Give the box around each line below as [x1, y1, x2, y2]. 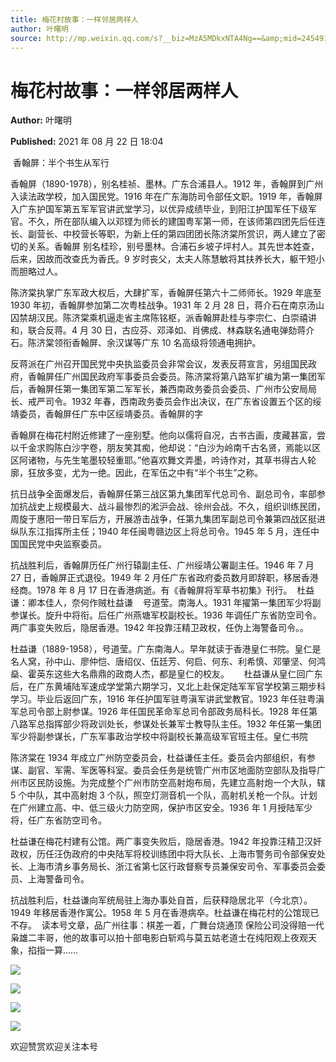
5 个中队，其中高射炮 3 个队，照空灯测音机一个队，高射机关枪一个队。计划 [10, 789, 318, 801]
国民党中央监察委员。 [18, 538, 107, 550]
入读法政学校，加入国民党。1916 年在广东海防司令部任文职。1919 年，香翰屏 [10, 191, 323, 203]
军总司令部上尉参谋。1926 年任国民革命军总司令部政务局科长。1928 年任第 [10, 706, 318, 718]
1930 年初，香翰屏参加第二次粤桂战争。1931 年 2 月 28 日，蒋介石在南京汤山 [10, 299, 325, 311]
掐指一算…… [27, 944, 79, 956]
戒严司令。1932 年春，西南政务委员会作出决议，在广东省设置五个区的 [27, 396, 313, 408]
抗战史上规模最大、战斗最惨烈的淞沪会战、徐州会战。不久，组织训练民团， [18, 501, 326, 513]
